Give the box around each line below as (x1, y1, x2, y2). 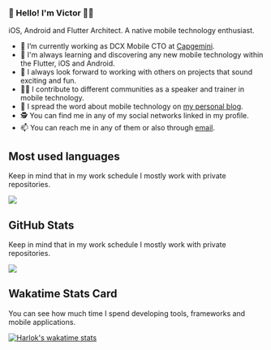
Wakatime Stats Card (8, 287, 118, 301)
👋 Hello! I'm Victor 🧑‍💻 (8, 7, 94, 19)
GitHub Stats (8, 218, 75, 232)
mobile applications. (8, 317, 75, 327)
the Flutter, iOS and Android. (19, 58, 115, 68)
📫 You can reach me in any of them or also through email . (19, 123, 215, 133)
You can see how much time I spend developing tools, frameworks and (8, 308, 246, 318)
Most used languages (8, 149, 120, 163)
